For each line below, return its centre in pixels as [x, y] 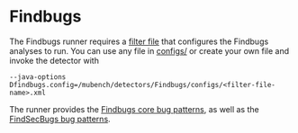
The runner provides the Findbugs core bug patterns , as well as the [134, 109]
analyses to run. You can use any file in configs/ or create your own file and [149, 50]
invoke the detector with [54, 60]
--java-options [38, 77]
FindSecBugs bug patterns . [60, 119]
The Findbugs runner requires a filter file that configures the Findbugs [139, 41]
